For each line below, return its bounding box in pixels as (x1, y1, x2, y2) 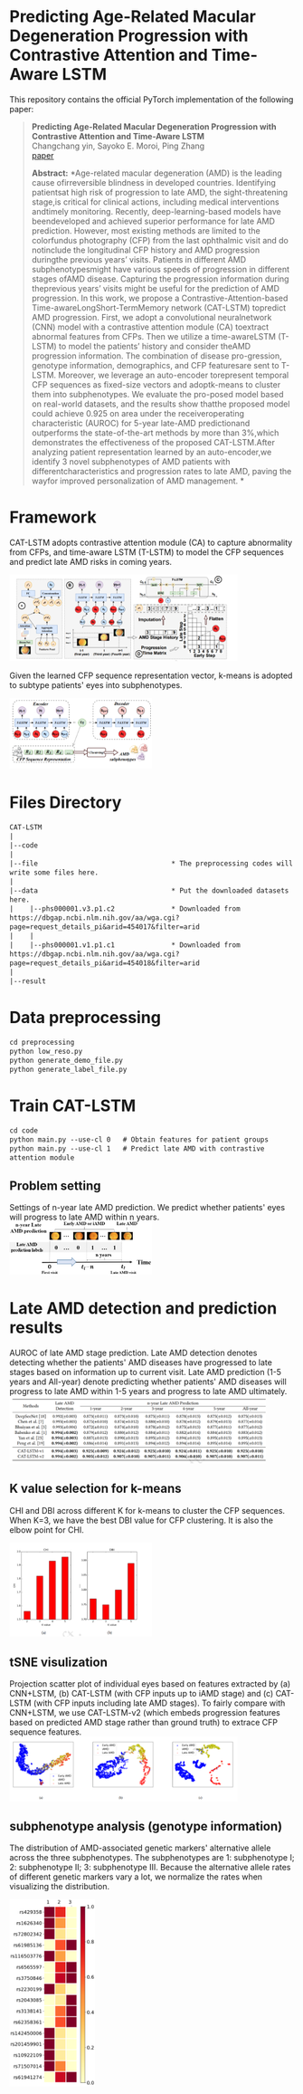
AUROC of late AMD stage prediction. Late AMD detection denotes (9, 1347, 258, 1358)
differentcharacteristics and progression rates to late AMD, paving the (31, 465, 292, 476)
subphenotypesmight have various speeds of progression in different (31, 263, 290, 274)
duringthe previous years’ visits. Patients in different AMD (31, 253, 247, 264)
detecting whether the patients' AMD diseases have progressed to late (9, 1356, 273, 1368)
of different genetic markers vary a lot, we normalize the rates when (9, 1871, 263, 1882)
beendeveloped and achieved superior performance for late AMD (31, 215, 276, 226)
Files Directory (9, 792, 122, 812)
